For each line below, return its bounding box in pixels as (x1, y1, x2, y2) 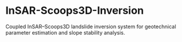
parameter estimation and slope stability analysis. (5, 29, 126, 36)
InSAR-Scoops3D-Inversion (5, 4, 144, 17)
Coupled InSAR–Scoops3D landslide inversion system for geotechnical (5, 23, 177, 30)
